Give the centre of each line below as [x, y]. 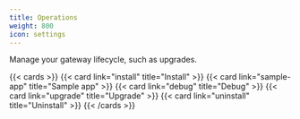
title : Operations [43, 17]
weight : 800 [31, 26]
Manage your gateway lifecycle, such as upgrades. [103, 60]
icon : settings [38, 34]
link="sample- [265, 77]
